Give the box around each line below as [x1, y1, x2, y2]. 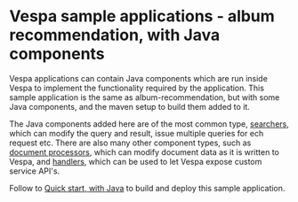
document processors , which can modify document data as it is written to [9, 146, 280, 157]
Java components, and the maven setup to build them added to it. [9, 101, 251, 112]
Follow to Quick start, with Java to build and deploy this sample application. [9, 183, 286, 193]
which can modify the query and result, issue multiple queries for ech [9, 128, 264, 138]
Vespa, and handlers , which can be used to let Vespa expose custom [9, 156, 262, 167]
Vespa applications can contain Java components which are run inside [9, 73, 269, 83]
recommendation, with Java [9, 25, 221, 45]
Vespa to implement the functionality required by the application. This [9, 82, 265, 93]
